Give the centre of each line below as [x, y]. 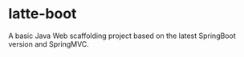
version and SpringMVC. [49, 44]
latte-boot [43, 14]
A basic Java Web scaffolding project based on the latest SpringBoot [122, 36]
